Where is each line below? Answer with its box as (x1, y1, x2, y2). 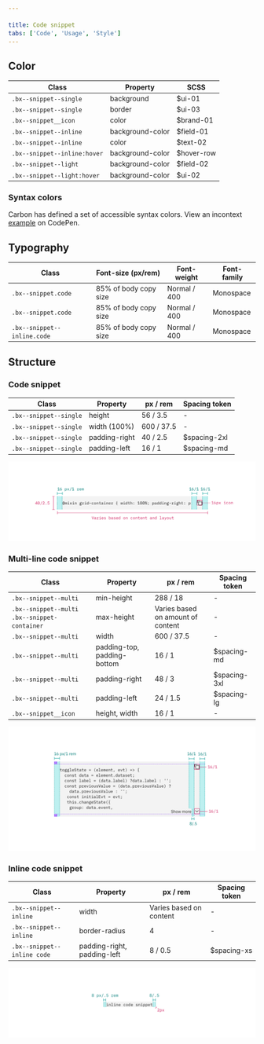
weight (174, 272, 199, 282)
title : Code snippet (8, 20, 76, 29)
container (11, 621, 44, 630)
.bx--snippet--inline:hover (11, 150, 104, 158)
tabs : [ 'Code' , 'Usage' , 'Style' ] (8, 29, 122, 37)
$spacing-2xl (183, 432, 228, 441)
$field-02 (176, 159, 209, 169)
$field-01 (176, 126, 209, 136)
